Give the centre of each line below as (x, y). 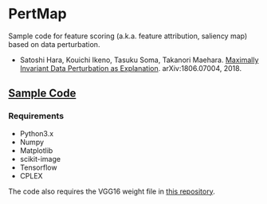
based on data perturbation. (54, 44)
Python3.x (37, 133)
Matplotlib (36, 150)
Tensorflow (38, 167)
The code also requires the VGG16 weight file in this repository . (112, 191)
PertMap (37, 14)
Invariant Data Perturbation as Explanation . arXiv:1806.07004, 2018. (130, 68)
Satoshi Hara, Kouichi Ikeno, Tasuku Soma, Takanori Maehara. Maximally (139, 60)
